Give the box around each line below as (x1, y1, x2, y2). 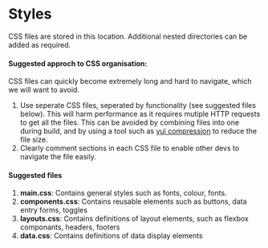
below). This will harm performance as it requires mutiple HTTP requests (19, 110, 261, 119)
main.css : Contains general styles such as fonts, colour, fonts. (19, 188, 227, 198)
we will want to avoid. (8, 85, 80, 95)
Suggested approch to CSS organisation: (8, 58, 148, 68)
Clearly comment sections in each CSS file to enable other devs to (19, 143, 240, 153)
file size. (19, 134, 48, 145)
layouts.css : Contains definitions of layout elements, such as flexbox (19, 214, 249, 224)
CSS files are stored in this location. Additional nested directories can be (8, 31, 248, 41)
